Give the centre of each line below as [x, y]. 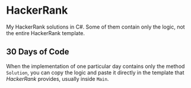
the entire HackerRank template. [45, 33]
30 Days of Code [38, 52]
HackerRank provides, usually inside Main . [58, 78]
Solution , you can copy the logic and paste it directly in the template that [95, 73]
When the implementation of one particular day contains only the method [95, 66]
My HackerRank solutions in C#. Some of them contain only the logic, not [95, 27]
